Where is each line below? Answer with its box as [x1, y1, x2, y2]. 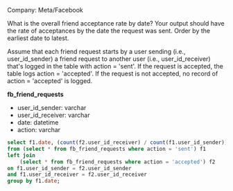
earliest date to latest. [7, 34, 69, 42]
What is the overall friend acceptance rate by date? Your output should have [7, 19, 225, 27]
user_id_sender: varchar [17, 104, 87, 111]
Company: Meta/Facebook [7, 6, 83, 14]
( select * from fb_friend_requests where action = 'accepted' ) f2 [19, 158, 216, 165]
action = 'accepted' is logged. [7, 77, 93, 85]
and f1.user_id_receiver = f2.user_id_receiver [7, 171, 148, 179]
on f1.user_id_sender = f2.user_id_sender [7, 165, 132, 172]
